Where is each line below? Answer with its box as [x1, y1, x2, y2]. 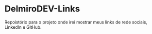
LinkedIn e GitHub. [4, 24, 42, 30]
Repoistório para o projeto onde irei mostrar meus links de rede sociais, [4, 19, 148, 25]
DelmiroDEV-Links [4, 3, 80, 14]
